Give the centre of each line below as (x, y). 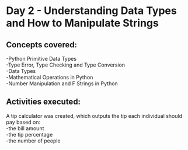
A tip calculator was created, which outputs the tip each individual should (94, 116)
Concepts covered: (42, 45)
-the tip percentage (29, 134)
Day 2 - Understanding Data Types (91, 11)
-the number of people (33, 141)
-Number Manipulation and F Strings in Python (62, 83)
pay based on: (23, 122)
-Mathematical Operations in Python (50, 77)
